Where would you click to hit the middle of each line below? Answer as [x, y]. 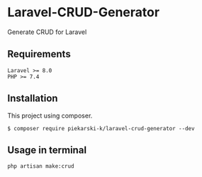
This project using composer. [50, 115]
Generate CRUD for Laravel [47, 32]
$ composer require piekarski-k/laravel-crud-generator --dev [101, 128]
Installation [33, 99]
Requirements [39, 54]
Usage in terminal [47, 150]
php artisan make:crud [41, 166]
